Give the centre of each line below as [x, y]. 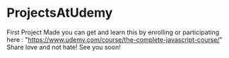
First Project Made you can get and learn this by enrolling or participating [113, 32]
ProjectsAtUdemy [60, 13]
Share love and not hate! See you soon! [64, 47]
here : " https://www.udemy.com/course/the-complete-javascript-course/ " [115, 39]
